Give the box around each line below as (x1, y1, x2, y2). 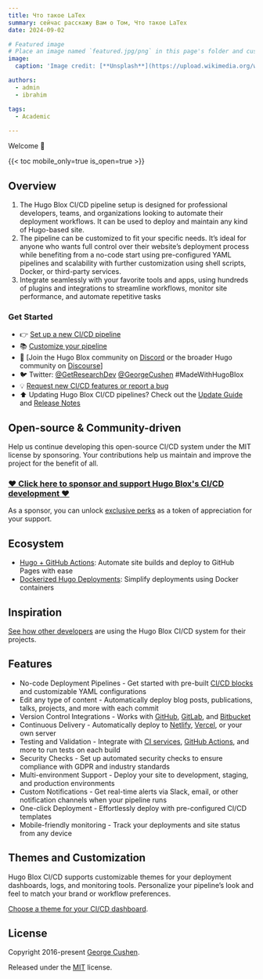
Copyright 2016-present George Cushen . (8, 948, 140, 957)
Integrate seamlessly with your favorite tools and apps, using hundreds (19, 275, 249, 284)
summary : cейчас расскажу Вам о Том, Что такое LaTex (8, 19, 188, 27)
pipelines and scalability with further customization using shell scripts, (19, 258, 247, 268)
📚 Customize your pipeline (19, 342, 107, 351)
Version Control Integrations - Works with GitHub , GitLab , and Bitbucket (19, 711, 251, 721)
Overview (8, 179, 57, 192)
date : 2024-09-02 (8, 26, 65, 34)
